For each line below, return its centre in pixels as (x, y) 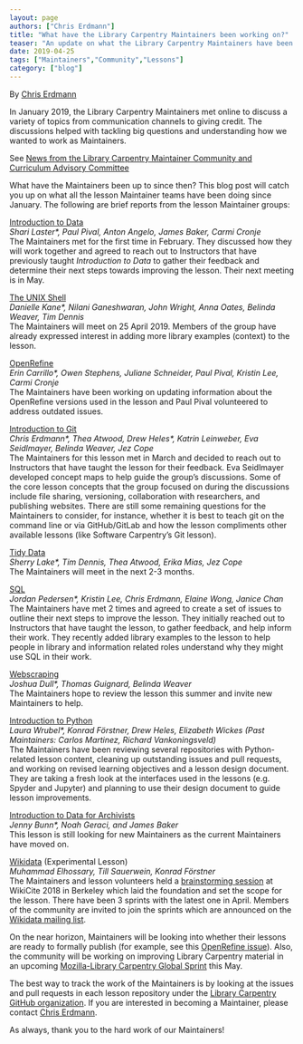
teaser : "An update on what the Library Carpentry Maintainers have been (151, 43)
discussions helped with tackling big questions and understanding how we (148, 130)
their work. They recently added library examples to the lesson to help (140, 637)
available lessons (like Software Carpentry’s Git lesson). (113, 535)
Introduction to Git (43, 429)
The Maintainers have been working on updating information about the (141, 391)
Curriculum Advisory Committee (69, 168)
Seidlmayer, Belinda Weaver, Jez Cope (81, 448)
